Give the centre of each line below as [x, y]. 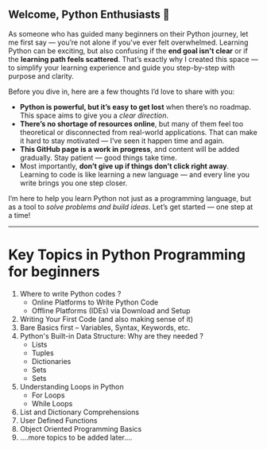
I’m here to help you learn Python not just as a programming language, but [130, 198]
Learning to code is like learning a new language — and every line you [135, 174]
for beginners [54, 272]
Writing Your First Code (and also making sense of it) [106, 319]
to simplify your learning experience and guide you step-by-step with [122, 68]
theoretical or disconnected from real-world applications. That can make [139, 132]
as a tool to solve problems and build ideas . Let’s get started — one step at [131, 207]
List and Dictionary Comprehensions [79, 412]
